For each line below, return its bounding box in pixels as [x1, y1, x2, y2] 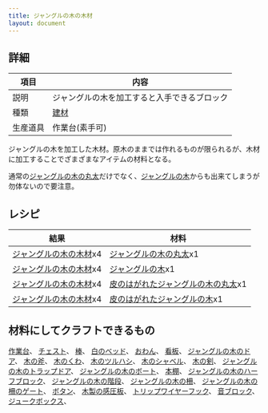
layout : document [8, 19, 66, 27]
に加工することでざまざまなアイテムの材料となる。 [8, 154, 176, 164]
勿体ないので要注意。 [8, 181, 78, 191]
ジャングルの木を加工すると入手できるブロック [52, 92, 228, 103]
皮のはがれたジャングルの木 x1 [109, 294, 223, 305]
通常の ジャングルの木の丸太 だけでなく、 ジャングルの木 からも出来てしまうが [8, 172, 260, 181]
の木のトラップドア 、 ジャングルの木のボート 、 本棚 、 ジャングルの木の [8, 366, 244, 375]
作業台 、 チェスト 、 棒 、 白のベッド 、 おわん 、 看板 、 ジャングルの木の [8, 346, 244, 355]
